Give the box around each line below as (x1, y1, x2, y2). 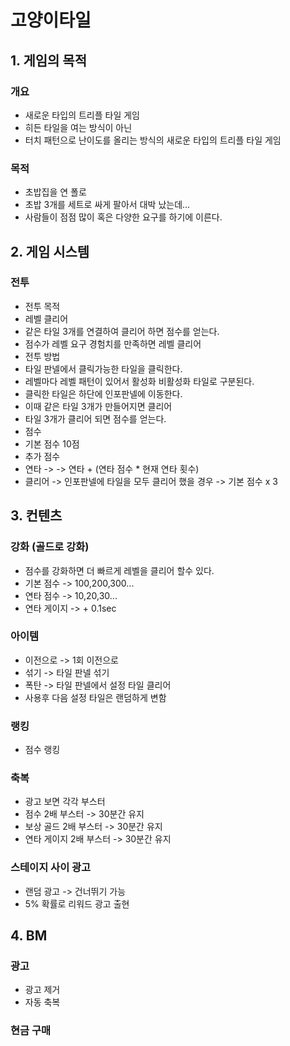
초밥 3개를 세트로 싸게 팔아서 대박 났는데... (24, 199, 191, 211)
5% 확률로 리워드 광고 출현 (24, 897, 130, 910)
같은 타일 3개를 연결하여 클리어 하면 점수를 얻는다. (24, 325, 220, 337)
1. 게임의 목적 (10, 52, 87, 69)
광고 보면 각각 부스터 (24, 796, 106, 808)
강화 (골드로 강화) (10, 540, 90, 554)
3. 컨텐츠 (10, 507, 63, 525)
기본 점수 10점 (24, 437, 80, 450)
